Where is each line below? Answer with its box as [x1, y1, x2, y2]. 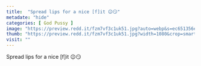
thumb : [6, 31, 23, 37]
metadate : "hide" [6, 14, 50, 20]
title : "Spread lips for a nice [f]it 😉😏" [6, 8, 121, 15]
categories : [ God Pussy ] [6, 20, 74, 26]
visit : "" [6, 37, 31, 43]
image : [6, 25, 23, 32]
